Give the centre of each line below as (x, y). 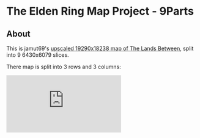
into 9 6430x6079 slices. (38, 55)
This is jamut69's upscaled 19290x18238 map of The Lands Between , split (100, 48)
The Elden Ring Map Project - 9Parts (100, 11)
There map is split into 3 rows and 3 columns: (64, 67)
